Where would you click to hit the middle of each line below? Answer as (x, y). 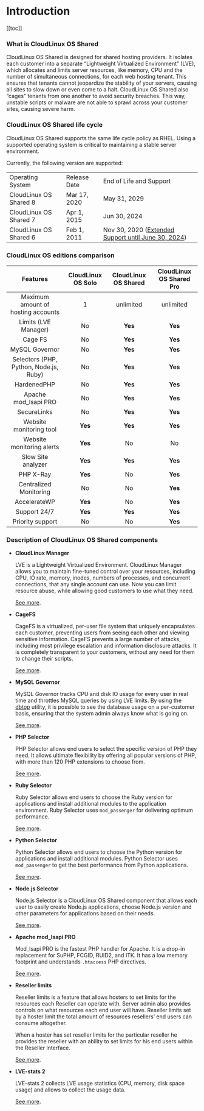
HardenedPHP (35, 384)
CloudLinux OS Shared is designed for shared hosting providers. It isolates (100, 57)
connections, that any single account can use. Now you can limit (96, 584)
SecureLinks (35, 411)
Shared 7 (22, 219)
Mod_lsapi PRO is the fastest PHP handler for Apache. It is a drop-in (100, 949)
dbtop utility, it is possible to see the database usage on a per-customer (105, 707)
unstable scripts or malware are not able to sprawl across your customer (97, 102)
